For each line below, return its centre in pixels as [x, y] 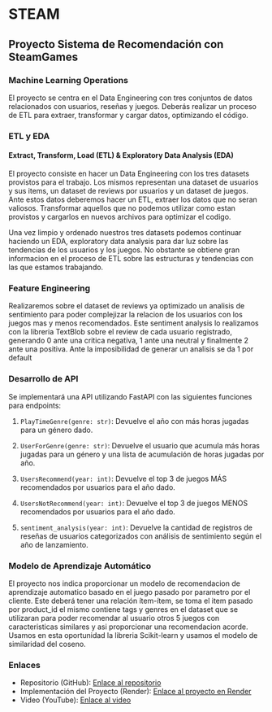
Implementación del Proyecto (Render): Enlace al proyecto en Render [136, 692]
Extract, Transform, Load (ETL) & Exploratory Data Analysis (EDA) [121, 155]
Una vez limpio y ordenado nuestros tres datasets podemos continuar [125, 232]
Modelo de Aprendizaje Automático [80, 566]
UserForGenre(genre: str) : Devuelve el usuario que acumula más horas [140, 445]
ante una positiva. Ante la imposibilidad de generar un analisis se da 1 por [131, 349]
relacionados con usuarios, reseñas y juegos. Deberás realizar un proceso [133, 106]
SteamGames [43, 57]
